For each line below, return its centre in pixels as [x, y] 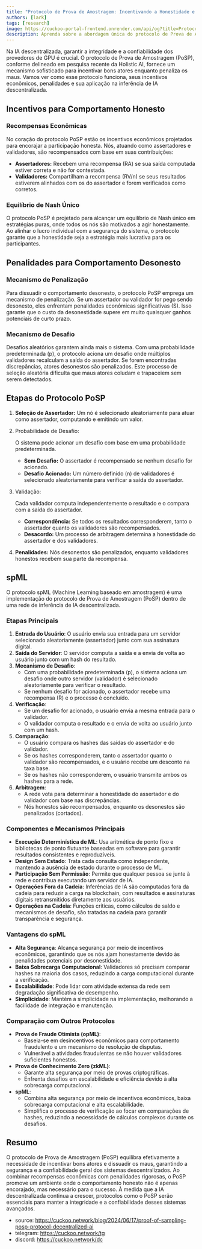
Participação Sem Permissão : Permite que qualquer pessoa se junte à [103, 874]
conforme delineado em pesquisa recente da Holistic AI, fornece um [91, 65]
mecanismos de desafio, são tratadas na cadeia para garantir [91, 912]
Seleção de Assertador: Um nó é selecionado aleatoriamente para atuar [105, 413]
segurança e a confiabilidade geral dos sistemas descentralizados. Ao [93, 1170]
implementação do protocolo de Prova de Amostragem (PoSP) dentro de [96, 598]
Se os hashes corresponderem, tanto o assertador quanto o [98, 756]
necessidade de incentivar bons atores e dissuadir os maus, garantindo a [97, 1163]
